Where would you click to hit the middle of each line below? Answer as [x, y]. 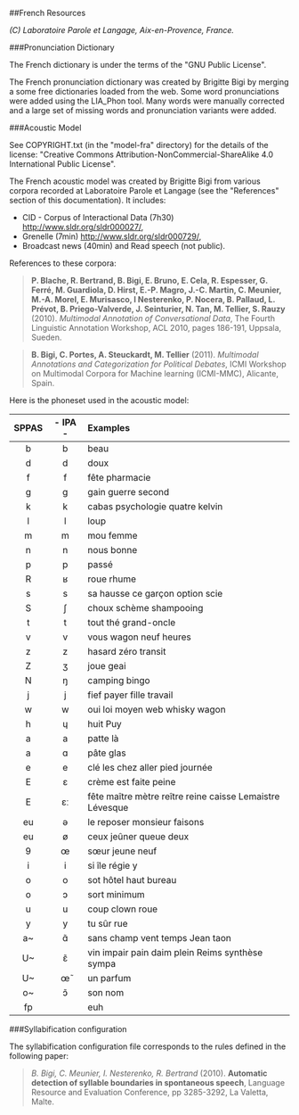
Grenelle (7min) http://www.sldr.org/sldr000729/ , [112, 236]
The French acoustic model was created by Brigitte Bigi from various [135, 181]
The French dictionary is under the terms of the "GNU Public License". [138, 65]
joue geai [107, 666]
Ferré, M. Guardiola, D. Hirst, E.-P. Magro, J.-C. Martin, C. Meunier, [156, 290]
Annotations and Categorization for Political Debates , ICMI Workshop [158, 364]
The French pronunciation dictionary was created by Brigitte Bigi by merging [149, 82]
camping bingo [119, 680]
